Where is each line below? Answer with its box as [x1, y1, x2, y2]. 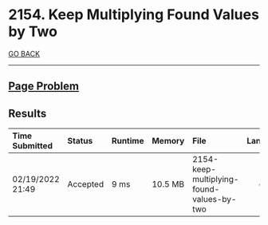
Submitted [12, 140, 53, 152]
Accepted [67, 179, 104, 190]
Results [8, 106, 47, 120]
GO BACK [8, 49, 41, 58]
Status [67, 136, 93, 147]
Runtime [111, 136, 144, 147]
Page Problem [8, 80, 80, 93]
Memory [151, 136, 185, 147]
